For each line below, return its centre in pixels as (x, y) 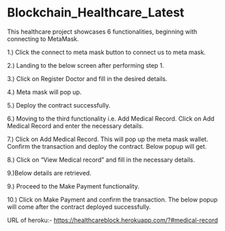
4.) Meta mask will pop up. (44, 92)
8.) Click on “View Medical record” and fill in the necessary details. (101, 160)
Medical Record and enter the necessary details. (75, 125)
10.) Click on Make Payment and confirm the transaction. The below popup (112, 199)
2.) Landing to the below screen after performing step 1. (85, 65)
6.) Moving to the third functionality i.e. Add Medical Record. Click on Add (111, 119)
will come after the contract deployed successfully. (79, 206)
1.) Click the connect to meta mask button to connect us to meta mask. (107, 52)
